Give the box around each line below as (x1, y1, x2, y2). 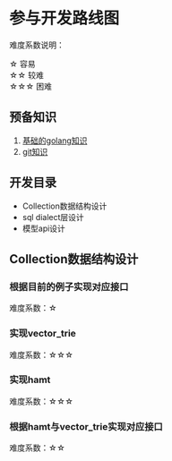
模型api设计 (21, 223, 65, 234)
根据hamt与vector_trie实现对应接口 (9, 420, 163, 432)
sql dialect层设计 (21, 211, 85, 222)
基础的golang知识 (21, 135, 88, 146)
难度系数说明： (9, 39, 64, 50)
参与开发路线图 (9, 8, 120, 29)
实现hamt (9, 373, 51, 386)
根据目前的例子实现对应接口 (9, 280, 129, 293)
